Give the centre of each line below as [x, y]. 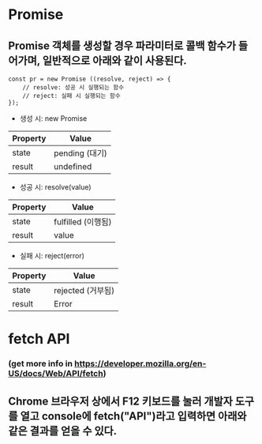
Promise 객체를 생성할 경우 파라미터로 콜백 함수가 [122, 45]
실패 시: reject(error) [52, 256]
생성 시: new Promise [53, 119]
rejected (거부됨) [84, 290]
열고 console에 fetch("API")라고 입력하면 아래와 [133, 416]
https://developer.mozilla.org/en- [140, 363]
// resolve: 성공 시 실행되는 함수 [73, 88]
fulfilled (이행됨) [83, 222]
